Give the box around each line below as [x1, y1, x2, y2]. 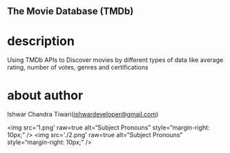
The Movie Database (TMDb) [7, 6, 134, 17]
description [7, 33, 75, 49]
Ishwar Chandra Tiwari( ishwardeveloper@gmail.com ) [7, 110, 159, 119]
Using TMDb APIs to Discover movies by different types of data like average [7, 56, 224, 64]
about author [7, 88, 84, 103]
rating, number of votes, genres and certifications [7, 63, 148, 72]
